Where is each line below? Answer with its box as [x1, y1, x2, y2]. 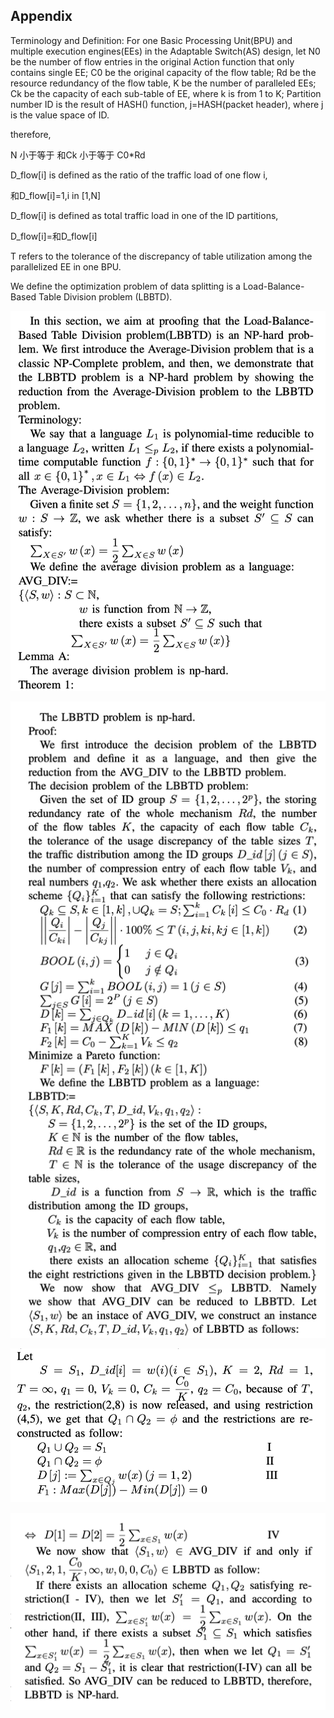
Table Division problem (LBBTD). [38, 290, 173, 303]
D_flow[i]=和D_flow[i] [10, 230, 98, 242]
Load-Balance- [242, 280, 305, 292]
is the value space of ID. [10, 109, 110, 121]
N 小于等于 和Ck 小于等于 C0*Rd [10, 149, 146, 161]
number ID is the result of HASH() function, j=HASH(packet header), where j [10, 98, 324, 110]
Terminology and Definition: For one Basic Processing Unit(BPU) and [10, 34, 293, 46]
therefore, [10, 128, 52, 140]
